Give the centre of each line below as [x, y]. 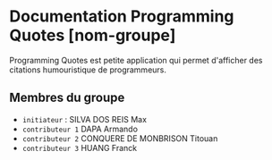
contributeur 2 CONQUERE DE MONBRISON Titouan [120, 138]
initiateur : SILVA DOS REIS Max [85, 119]
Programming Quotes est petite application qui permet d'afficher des [136, 60]
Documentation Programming [122, 17]
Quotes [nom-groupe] [93, 35]
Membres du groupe [67, 98]
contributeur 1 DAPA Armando [80, 129]
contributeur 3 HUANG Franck [80, 147]
